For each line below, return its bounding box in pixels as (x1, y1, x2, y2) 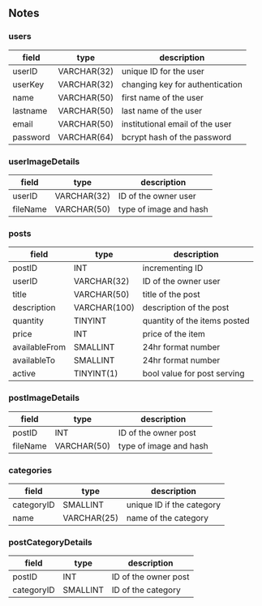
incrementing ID (142, 263, 204, 274)
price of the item (142, 329, 205, 340)
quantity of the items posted (142, 316, 250, 327)
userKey (12, 79, 45, 90)
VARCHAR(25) (62, 512, 119, 523)
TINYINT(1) (73, 368, 118, 380)
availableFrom (12, 342, 67, 353)
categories (8, 464, 53, 475)
